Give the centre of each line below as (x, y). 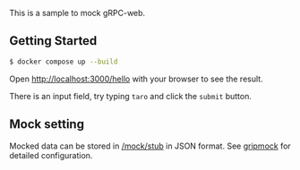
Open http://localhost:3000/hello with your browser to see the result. (136, 79)
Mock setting (47, 124)
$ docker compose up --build (64, 62)
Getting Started (53, 41)
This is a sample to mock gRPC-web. (77, 13)
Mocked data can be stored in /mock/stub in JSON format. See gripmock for (150, 146)
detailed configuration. (51, 155)
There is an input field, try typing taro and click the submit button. (131, 96)
